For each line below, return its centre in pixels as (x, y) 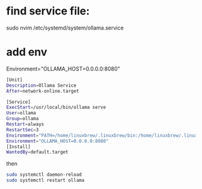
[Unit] (14, 79)
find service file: (48, 11)
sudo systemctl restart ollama (45, 181)
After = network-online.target (43, 91)
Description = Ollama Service (41, 85)
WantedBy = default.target (37, 152)
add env (27, 52)
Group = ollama (23, 119)
